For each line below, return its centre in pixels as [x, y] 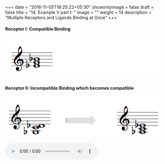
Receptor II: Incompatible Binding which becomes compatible [70, 88]
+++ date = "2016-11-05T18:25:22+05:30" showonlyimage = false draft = [80, 7]
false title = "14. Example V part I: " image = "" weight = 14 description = [79, 12]
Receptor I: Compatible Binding [38, 29]
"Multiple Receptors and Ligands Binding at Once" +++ [61, 17]
